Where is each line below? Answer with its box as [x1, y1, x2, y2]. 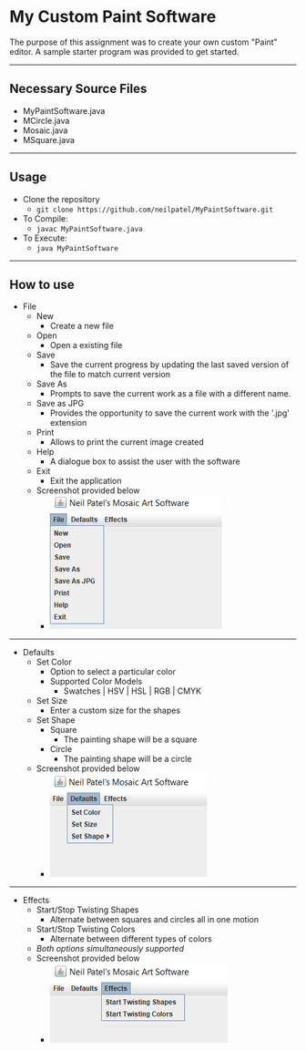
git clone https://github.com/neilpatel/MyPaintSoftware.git [36, 205, 273, 214]
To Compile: [22, 212, 68, 224]
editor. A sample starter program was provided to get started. [9, 46, 240, 57]
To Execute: [22, 232, 67, 243]
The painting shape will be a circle [63, 754, 192, 765]
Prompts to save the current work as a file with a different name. [49, 388, 291, 399]
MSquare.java [22, 134, 76, 145]
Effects [22, 895, 50, 906]
